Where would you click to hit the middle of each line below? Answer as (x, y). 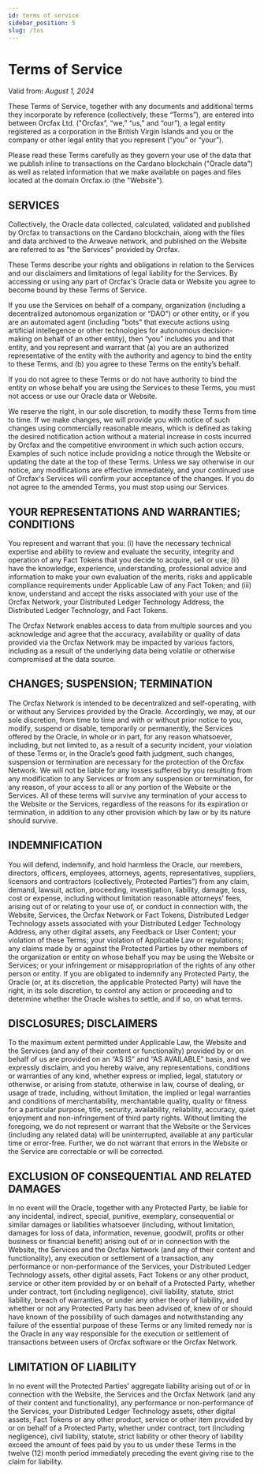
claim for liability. (35, 1461)
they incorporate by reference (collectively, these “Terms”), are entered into (131, 115)
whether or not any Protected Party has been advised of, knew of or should (130, 1309)
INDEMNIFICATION (55, 846)
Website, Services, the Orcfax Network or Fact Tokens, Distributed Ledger (129, 915)
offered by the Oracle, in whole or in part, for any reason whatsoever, (120, 736)
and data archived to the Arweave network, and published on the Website (127, 241)
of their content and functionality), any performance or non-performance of (131, 1403)
